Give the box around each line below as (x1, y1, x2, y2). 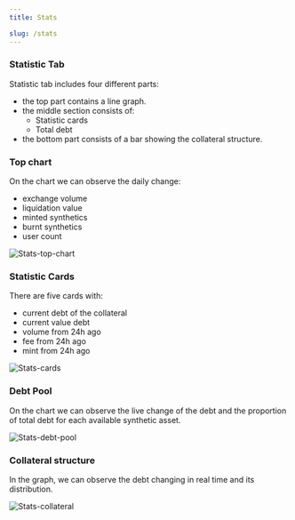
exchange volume (21, 193, 88, 204)
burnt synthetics (21, 221, 83, 232)
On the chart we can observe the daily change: (9, 176, 181, 187)
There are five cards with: (9, 291, 104, 301)
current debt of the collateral (21, 308, 128, 318)
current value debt (21, 317, 91, 328)
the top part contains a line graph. (21, 95, 147, 107)
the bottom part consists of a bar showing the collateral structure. (21, 133, 263, 144)
